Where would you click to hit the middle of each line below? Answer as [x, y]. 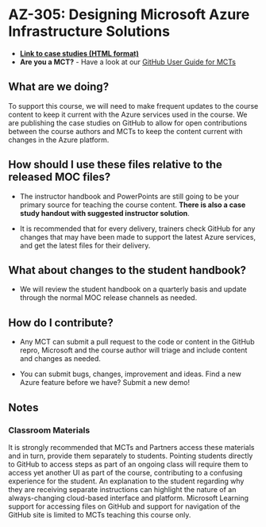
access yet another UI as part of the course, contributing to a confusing [125, 472]
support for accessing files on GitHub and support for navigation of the [124, 506]
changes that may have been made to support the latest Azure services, [138, 237]
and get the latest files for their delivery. [85, 245]
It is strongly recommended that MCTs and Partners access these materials [131, 447]
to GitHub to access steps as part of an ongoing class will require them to [128, 464]
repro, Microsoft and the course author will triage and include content [133, 350]
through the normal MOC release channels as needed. [108, 298]
